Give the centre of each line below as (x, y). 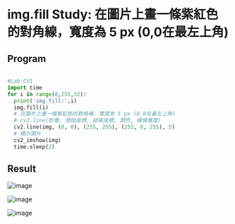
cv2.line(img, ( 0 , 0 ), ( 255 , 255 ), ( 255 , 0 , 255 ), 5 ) (94, 127)
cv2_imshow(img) (37, 140)
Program (27, 58)
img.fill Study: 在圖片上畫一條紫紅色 (113, 14)
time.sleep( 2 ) (34, 147)
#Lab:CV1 (20, 81)
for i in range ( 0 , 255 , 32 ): (47, 94)
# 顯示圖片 (28, 134)
